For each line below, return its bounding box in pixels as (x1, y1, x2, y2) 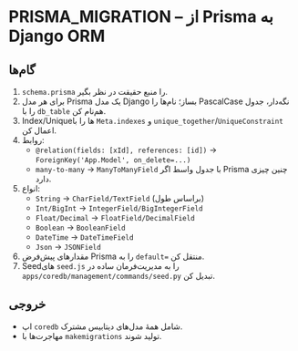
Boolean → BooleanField (35, 222, 126, 232)
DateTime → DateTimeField (35, 232, 134, 243)
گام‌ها (8, 62, 36, 77)
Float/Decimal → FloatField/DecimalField (35, 212, 195, 222)
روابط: (21, 135, 45, 145)
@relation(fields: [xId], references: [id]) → (35, 144, 218, 155)
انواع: (21, 183, 41, 193)
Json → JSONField (35, 242, 101, 252)
